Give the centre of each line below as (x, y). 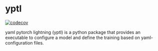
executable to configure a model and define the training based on (72, 37)
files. (39, 42)
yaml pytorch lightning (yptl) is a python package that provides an (73, 32)
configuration (19, 42)
